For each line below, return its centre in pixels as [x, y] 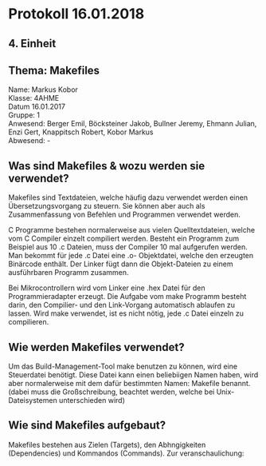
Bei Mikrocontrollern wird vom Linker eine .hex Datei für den [107, 288]
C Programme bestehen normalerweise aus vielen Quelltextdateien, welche [132, 230]
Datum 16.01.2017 [37, 107]
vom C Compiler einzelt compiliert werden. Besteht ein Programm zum [124, 239]
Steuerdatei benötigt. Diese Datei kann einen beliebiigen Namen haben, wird [133, 375]
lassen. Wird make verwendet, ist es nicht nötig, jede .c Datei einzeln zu [126, 313]
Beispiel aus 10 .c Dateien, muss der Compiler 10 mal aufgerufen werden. [128, 247]
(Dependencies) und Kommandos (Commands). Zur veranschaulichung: [126, 453]
